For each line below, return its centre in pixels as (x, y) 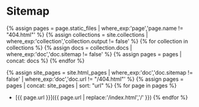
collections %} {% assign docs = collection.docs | (69, 48)
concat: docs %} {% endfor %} (45, 61)
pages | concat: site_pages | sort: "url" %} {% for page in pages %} (92, 85)
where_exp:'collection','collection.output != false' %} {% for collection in (97, 41)
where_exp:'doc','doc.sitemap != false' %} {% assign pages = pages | (94, 54)
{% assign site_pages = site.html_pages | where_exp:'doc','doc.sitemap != (100, 72)
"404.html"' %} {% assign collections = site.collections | (77, 34)
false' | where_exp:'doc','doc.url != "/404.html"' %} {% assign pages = (95, 79)
